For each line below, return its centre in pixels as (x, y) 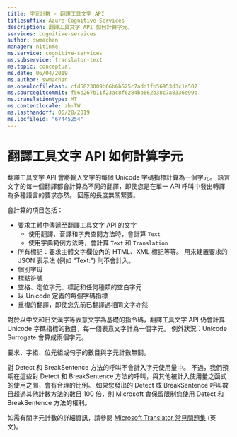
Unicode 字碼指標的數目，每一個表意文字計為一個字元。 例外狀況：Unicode (117, 328)
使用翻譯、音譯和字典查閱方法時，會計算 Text (94, 233)
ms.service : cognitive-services (55, 54)
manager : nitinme (33, 47)
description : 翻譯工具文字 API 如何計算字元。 (70, 27)
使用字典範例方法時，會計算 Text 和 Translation (98, 243)
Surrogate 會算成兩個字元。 (48, 337)
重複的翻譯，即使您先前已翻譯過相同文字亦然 (83, 304)
